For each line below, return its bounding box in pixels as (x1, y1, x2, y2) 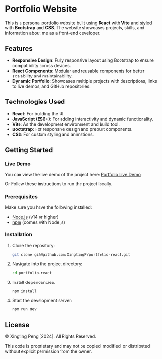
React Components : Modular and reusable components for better (12, 68, 145, 74)
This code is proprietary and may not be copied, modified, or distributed (5, 343, 150, 349)
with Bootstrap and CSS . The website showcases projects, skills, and (5, 25, 145, 30)
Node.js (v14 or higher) (12, 214, 59, 220)
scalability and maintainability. (12, 73, 73, 79)
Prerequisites (5, 193, 38, 200)
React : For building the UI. (12, 110, 65, 116)
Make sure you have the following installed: (5, 205, 92, 210)
